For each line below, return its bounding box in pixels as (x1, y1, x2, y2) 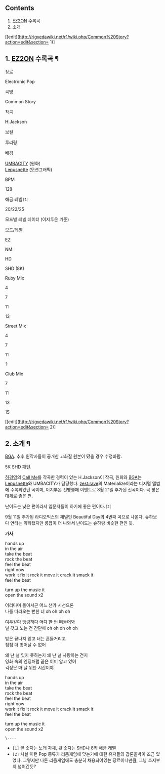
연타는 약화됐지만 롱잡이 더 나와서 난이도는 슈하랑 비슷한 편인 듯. (10, 520, 134, 526)
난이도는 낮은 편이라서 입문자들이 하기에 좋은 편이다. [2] (5, 504, 112, 510)
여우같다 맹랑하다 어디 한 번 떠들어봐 (5, 619, 75, 625)
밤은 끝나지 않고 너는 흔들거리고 (5, 636, 66, 642)
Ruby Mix (5, 275, 25, 281)
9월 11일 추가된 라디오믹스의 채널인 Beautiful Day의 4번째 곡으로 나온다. (5, 514, 144, 520)
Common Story (5, 98, 36, 104)
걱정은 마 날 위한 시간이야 (5, 665, 54, 671)
